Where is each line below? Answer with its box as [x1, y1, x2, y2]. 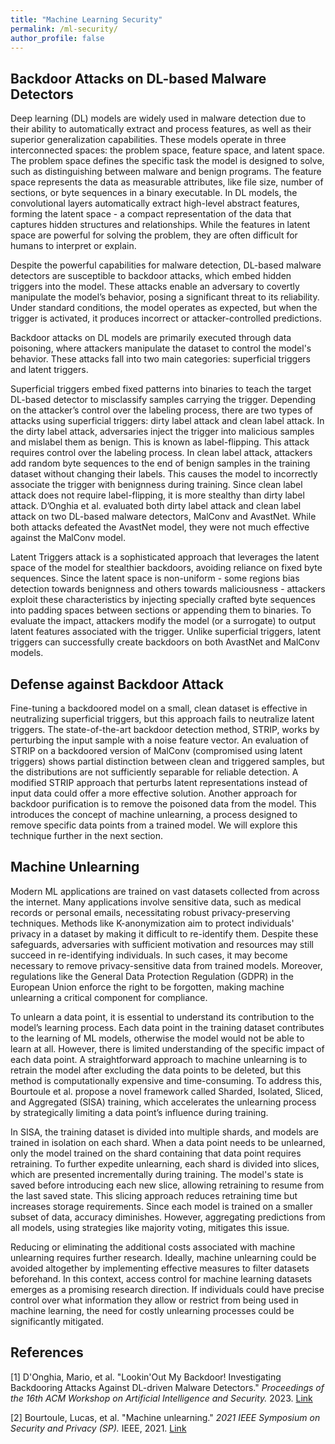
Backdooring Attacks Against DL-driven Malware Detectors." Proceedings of [10, 1381, 325, 1393]
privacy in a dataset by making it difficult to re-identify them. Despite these [10, 927, 319, 940]
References [10, 1344, 84, 1361]
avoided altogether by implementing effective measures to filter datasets [10, 1262, 310, 1274]
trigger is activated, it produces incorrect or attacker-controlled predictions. [10, 312, 322, 325]
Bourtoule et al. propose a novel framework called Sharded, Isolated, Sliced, [10, 1085, 324, 1097]
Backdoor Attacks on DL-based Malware [10, 70, 267, 87]
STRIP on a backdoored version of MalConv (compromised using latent [10, 745, 303, 756]
